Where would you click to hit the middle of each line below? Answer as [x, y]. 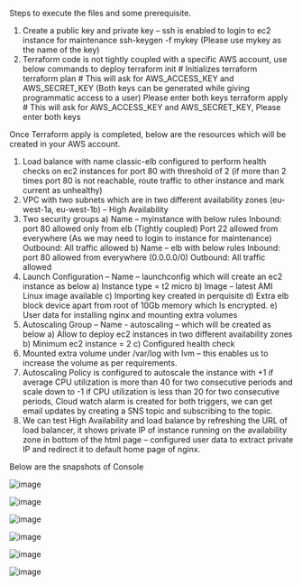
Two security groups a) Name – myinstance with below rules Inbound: [152, 219]
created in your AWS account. [65, 144]
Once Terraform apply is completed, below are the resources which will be [148, 134]
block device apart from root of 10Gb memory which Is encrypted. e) [150, 305]
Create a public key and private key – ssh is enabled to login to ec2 [146, 30]
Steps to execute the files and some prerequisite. [101, 13]
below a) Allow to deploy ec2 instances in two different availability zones [157, 334]
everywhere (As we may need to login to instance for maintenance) [147, 238]
